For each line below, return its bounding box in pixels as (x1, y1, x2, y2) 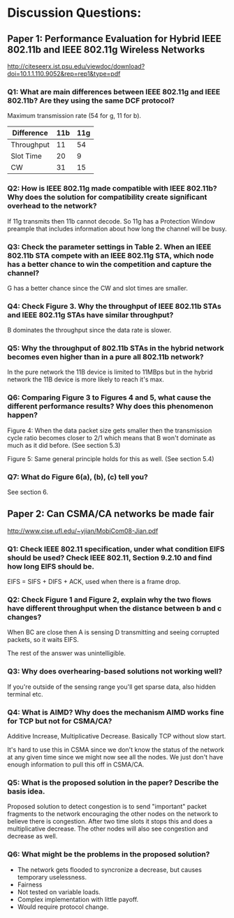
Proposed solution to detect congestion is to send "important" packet (7, 802, 207, 811)
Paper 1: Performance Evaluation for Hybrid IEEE (7, 33, 221, 45)
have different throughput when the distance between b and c (7, 604, 222, 613)
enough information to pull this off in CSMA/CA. (7, 760, 145, 769)
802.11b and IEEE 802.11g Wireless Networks (7, 43, 205, 55)
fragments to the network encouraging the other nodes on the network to (7, 810, 219, 818)
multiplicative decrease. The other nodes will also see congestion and (7, 824, 208, 833)
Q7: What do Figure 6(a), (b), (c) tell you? (7, 472, 148, 481)
